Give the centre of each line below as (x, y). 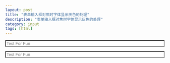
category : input (22, 24)
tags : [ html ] (19, 29)
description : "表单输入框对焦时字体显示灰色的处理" (54, 19)
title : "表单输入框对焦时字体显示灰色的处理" (47, 15)
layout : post (19, 10)
